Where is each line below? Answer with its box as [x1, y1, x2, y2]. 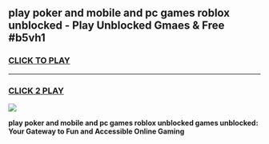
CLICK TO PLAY [8, 55, 70, 66]
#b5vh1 [8, 31, 46, 45]
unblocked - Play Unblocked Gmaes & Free [8, 19, 225, 33]
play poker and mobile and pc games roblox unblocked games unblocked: [8, 118, 259, 127]
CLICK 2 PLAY [8, 85, 64, 96]
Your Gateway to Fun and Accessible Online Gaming [8, 126, 185, 136]
